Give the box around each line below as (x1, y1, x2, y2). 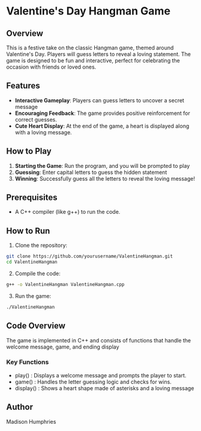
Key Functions (6, 358, 49, 367)
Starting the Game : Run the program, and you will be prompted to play (14, 162, 190, 169)
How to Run (6, 226, 50, 236)
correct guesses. (14, 116, 57, 123)
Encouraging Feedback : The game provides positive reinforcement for (14, 110, 191, 117)
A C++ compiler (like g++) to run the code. (14, 208, 121, 215)
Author (6, 402, 33, 412)
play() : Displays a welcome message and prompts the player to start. (14, 371, 187, 379)
